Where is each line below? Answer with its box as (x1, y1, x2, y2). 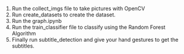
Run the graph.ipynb (11, 18, 62, 24)
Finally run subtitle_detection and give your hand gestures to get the (11, 36, 179, 43)
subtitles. (11, 42, 34, 49)
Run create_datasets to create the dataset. (11, 11, 116, 18)
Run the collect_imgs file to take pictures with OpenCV (11, 5, 145, 12)
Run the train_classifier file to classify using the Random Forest (11, 23, 166, 31)
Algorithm (11, 30, 36, 37)
